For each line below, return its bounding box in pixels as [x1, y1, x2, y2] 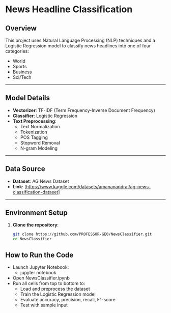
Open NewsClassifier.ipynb [12, 275, 70, 281]
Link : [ [12, 183, 26, 189]
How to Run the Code [5, 250, 74, 259]
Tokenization [20, 129, 47, 135]
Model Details [5, 94, 50, 102]
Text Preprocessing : [12, 118, 57, 124]
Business [12, 69, 32, 75]
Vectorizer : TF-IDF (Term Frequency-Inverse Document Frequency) [12, 107, 155, 113]
